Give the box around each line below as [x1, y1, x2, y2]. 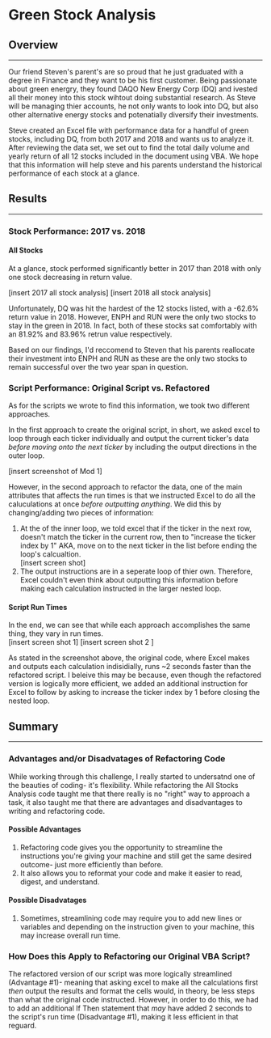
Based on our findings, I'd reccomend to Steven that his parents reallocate [8, 345, 256, 354]
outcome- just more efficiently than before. [19, 859, 164, 869]
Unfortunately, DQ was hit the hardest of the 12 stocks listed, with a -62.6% [8, 303, 260, 313]
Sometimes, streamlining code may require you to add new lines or [19, 913, 243, 923]
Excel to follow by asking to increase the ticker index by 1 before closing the [8, 688, 261, 697]
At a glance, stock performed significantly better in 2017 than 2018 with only [8, 263, 262, 273]
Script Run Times [8, 602, 68, 612]
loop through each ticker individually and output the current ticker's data [8, 434, 249, 443]
